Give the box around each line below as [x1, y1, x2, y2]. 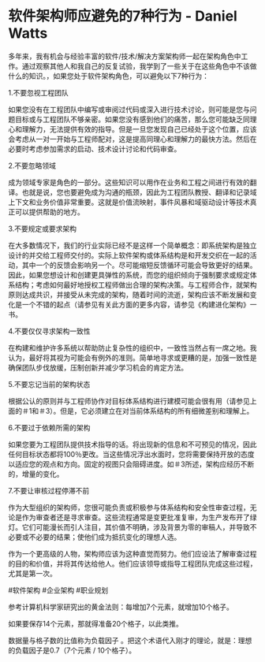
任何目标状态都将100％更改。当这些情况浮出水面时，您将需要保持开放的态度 [8, 449, 255, 459]
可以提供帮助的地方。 [14, 206, 84, 217]
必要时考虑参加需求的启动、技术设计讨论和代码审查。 [8, 143, 181, 154]
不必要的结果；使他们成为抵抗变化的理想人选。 [28, 532, 181, 541]
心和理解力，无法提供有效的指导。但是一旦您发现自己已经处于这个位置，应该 [8, 124, 257, 134]
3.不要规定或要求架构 [8, 224, 77, 233]
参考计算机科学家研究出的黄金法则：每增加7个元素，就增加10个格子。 [8, 602, 234, 612]
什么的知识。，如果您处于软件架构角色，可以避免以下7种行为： [8, 71, 209, 80]
